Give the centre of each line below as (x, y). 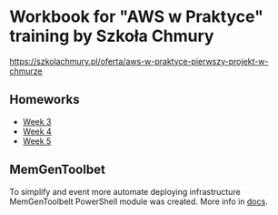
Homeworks (45, 100)
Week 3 (37, 121)
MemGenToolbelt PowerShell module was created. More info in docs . (139, 201)
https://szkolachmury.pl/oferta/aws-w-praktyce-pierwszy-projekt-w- (139, 61)
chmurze (26, 71)
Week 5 (37, 141)
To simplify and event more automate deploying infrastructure (125, 191)
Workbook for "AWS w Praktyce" (136, 17)
